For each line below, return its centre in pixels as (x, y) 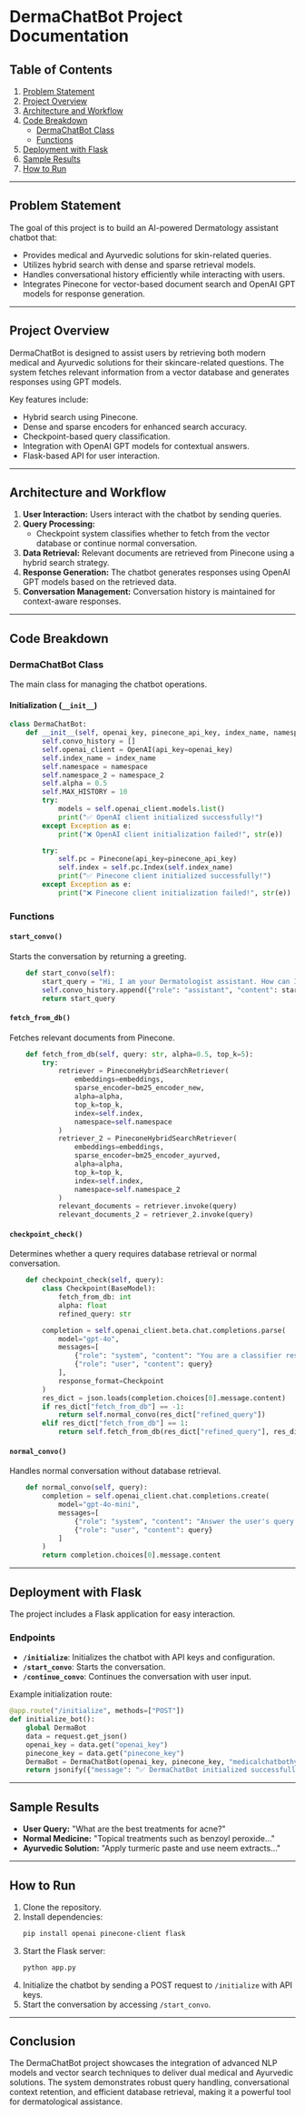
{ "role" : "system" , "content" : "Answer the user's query (184, 1521)
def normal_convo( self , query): (87, 1488)
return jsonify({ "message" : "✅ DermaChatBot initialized (137, 1770)
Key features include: (49, 399)
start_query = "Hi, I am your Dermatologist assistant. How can (166, 981)
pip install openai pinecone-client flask (104, 1933)
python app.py (49, 1967)
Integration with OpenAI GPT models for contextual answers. (136, 446)
